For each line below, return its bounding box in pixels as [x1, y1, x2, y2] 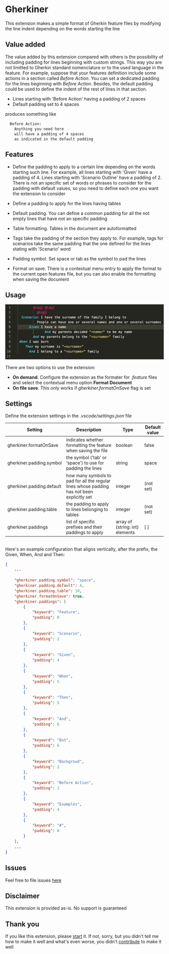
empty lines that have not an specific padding [12, 215, 108, 221]
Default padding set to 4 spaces [12, 101, 79, 107]
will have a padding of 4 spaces [14, 131, 84, 137]
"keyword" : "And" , [32, 716, 71, 721]
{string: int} [115, 524, 139, 530]
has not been [66, 488, 94, 494]
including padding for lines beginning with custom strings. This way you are [5, 59, 162, 65]
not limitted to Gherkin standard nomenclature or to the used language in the [5, 64, 164, 70]
